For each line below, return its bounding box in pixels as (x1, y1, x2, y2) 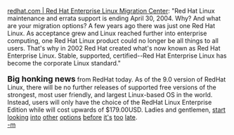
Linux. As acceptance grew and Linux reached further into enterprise (7, 29, 207, 37)
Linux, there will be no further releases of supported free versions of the (7, 83, 216, 91)
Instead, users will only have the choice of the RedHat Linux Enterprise (7, 98, 212, 106)
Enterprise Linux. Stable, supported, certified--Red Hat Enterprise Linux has (7, 51, 227, 60)
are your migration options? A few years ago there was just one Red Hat (7, 22, 216, 30)
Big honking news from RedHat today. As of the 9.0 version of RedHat (7, 74, 226, 84)
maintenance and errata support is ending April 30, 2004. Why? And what (7, 14, 221, 22)
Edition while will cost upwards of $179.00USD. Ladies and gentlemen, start (7, 105, 226, 114)
